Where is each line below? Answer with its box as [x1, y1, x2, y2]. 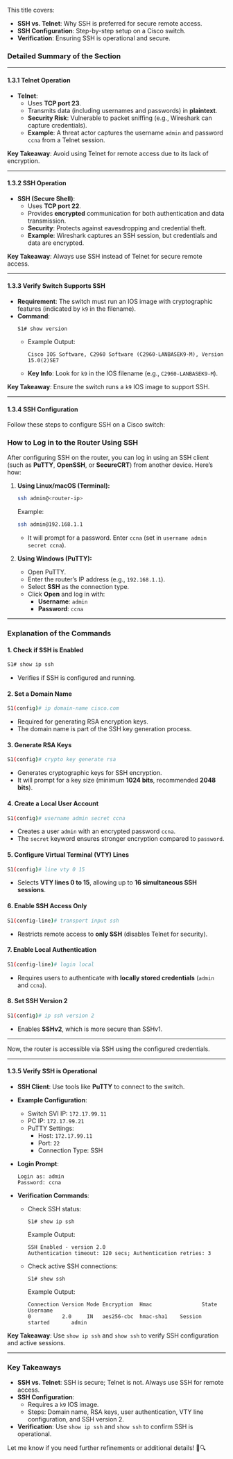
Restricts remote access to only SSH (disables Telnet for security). [17, 930, 208, 938]
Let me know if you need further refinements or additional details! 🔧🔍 [7, 1444, 207, 1452]
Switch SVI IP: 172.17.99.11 [27, 1109, 107, 1118]
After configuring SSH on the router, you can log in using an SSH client [7, 454, 209, 462]
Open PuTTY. [27, 568, 67, 577]
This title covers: [7, 6, 55, 14]
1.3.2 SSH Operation [7, 179, 67, 187]
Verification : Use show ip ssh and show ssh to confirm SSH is [17, 1422, 193, 1431]
